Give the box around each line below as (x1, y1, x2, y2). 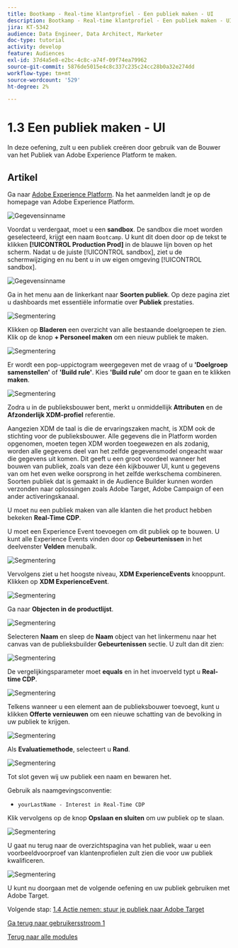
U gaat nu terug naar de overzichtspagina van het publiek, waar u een (7, 842, 211, 849)
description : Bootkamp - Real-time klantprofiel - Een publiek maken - (7, 17, 223, 24)
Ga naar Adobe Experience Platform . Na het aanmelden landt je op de (7, 190, 211, 199)
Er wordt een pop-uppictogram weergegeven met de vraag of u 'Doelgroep (7, 360, 228, 369)
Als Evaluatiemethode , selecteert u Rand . (7, 745, 130, 753)
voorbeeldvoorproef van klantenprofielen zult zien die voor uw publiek (7, 849, 213, 857)
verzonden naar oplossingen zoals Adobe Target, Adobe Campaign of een (7, 485, 225, 493)
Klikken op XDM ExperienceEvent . (7, 578, 110, 585)
